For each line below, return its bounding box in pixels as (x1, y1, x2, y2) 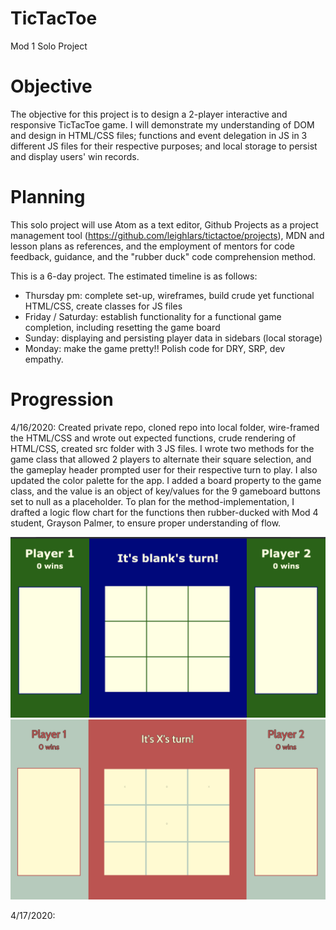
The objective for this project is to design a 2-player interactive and (10, 108, 288, 120)
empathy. (24, 353, 64, 365)
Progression (10, 388, 114, 411)
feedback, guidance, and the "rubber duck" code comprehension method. (10, 250, 317, 262)
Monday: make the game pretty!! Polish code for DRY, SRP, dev (24, 342, 286, 354)
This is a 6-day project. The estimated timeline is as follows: (10, 270, 258, 282)
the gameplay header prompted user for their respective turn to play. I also (10, 463, 318, 476)
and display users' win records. (10, 150, 140, 162)
